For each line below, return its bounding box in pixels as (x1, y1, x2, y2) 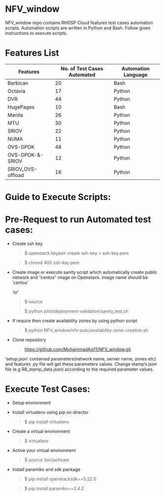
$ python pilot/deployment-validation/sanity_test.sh (24, 308, 129, 314)
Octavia (7, 88, 26, 94)
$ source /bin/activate (24, 457, 70, 463)
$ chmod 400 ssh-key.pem (24, 260, 80, 265)
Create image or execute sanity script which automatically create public (12, 269, 158, 275)
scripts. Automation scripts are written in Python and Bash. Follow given (5, 25, 151, 30)
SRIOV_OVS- (7, 166, 38, 173)
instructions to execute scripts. (5, 30, 68, 36)
